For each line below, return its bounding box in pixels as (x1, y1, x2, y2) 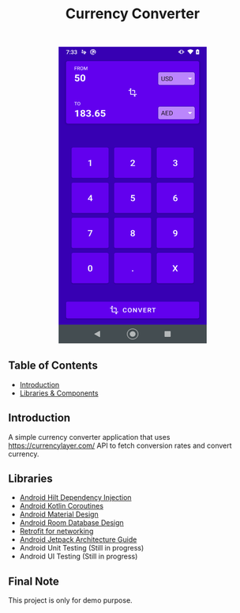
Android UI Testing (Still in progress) (19, 551, 138, 562)
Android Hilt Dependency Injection (19, 493, 132, 502)
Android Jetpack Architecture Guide (19, 535, 137, 544)
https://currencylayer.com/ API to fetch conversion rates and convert (8, 441, 232, 450)
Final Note (8, 574, 59, 588)
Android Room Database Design (19, 518, 124, 528)
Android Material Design (19, 509, 99, 519)
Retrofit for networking (19, 527, 94, 536)
